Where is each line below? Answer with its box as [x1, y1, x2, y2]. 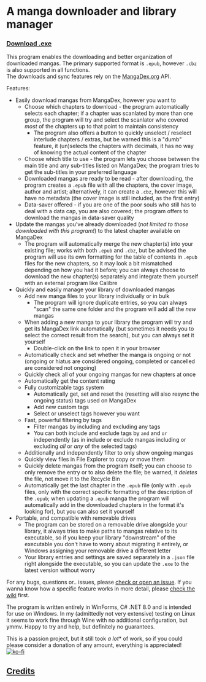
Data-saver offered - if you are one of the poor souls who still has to [24, 201, 197, 208]
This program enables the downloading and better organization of [6, 53, 173, 61]
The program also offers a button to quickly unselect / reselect [33, 129, 192, 136]
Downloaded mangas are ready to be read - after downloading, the [24, 175, 194, 182]
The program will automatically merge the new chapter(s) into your [24, 240, 194, 248]
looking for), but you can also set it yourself [24, 508, 135, 515]
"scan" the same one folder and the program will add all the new [33, 305, 196, 313]
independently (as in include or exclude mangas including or [33, 436, 186, 444]
